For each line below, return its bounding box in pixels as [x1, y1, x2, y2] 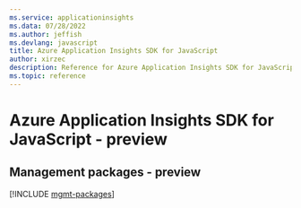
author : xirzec [9, 55, 66, 64]
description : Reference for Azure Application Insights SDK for [9, 64, 254, 73]
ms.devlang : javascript [9, 38, 99, 48]
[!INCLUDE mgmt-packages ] [9, 188, 115, 199]
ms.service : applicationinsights [9, 13, 134, 22]
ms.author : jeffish [9, 30, 82, 39]
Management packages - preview [9, 165, 202, 180]
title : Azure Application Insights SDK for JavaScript [9, 47, 219, 56]
